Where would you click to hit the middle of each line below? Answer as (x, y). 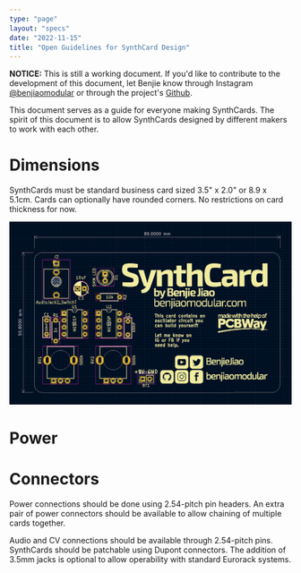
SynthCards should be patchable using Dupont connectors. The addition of (148, 550)
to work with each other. (54, 129)
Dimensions (55, 165)
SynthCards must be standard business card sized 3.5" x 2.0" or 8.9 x (138, 190)
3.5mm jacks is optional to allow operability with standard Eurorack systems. (150, 559)
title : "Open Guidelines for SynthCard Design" (100, 47)
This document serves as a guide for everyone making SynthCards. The (142, 110)
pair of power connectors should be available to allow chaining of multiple (146, 513)
